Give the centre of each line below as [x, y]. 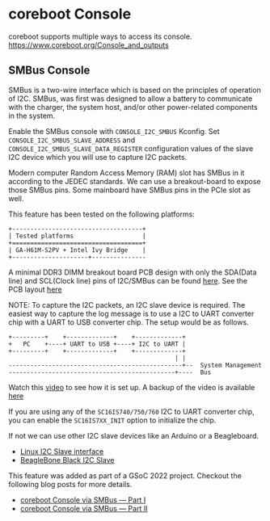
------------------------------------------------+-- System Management [135, 365]
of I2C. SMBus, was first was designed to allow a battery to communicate [131, 99]
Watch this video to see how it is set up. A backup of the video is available [132, 387]
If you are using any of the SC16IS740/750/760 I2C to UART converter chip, [131, 411]
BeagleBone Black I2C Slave [67, 460]
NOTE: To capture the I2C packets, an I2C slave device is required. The [127, 305]
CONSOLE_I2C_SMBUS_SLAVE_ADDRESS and [72, 140]
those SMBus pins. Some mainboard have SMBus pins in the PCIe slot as [129, 190]
